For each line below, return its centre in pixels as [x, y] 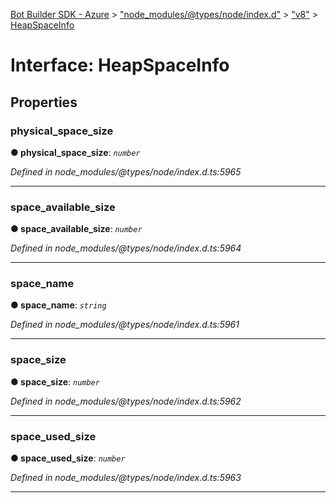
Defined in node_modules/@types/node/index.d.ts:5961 [125, 325]
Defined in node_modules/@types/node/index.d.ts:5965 [126, 171]
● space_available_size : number [76, 229]
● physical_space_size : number [75, 152]
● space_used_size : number [68, 458]
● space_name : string [58, 305]
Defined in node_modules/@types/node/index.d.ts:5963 [126, 478]
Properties [44, 102]
